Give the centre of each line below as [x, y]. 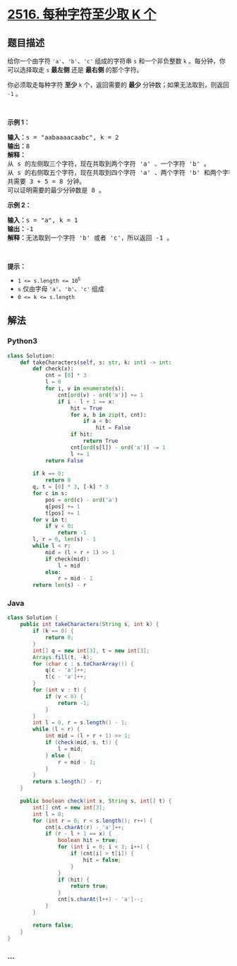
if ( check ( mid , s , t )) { [81, 742]
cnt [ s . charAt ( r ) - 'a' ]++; [85, 827]
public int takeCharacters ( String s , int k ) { [90, 625]
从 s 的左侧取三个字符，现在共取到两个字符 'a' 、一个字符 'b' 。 [109, 164]
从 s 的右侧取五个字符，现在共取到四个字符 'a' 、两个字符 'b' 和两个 [115, 172]
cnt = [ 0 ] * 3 [66, 375]
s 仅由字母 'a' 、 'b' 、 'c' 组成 [61, 289]
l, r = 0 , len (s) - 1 [65, 539]
